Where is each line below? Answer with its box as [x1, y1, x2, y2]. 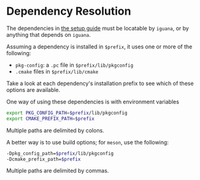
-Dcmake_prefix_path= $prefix [6, 156, 81, 162]
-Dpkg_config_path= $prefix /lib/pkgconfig [6, 150, 114, 157]
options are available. [6, 86, 61, 93]
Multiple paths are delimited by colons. [6, 127, 104, 134]
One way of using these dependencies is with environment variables [6, 98, 180, 105]
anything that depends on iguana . [6, 31, 91, 38]
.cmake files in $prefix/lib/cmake [15, 67, 99, 75]
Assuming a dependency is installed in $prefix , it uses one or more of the [6, 43, 193, 50]
